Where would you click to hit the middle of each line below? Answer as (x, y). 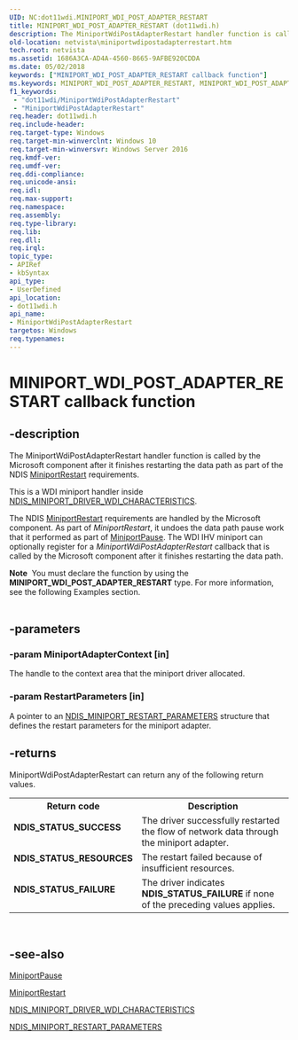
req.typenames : (37, 339)
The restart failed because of (202, 856)
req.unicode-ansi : (43, 183)
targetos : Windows (43, 331)
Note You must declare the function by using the (99, 573)
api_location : (35, 298)
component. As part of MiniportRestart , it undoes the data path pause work (147, 528)
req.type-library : (43, 223)
